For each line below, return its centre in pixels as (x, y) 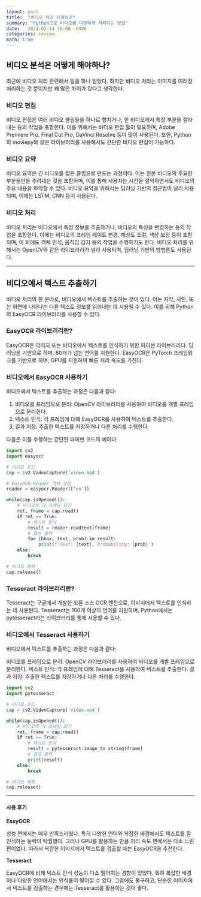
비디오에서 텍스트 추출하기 (51, 283)
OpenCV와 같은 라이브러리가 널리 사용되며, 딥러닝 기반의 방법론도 (98, 249)
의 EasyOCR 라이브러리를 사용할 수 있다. (54, 314)
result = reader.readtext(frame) (69, 528)
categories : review (31, 34)
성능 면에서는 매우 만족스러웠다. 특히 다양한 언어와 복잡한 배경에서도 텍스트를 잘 (99, 833)
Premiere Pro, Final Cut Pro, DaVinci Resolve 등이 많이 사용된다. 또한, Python (99, 135)
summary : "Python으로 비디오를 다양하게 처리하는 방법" (67, 23)
